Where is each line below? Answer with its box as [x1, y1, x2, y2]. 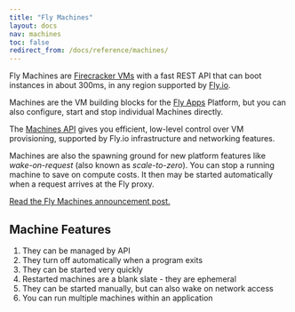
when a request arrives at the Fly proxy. [9, 179, 155, 189]
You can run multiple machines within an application [21, 292, 213, 303]
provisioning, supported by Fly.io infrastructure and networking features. [9, 133, 275, 144]
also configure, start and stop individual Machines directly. [9, 107, 224, 117]
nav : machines [9, 29, 62, 38]
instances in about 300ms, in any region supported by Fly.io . [9, 80, 231, 91]
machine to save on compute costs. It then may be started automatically [9, 170, 274, 180]
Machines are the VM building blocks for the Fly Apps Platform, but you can [9, 97, 287, 108]
